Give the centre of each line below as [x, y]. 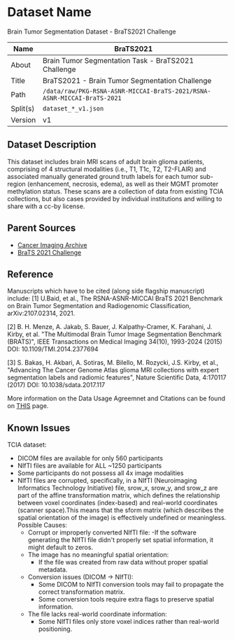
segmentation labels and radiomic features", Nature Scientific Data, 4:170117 [117, 377]
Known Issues [39, 428]
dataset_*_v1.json [73, 108]
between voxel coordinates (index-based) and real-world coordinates [117, 503]
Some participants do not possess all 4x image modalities [100, 473]
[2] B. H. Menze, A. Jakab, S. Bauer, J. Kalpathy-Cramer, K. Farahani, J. [110, 327]
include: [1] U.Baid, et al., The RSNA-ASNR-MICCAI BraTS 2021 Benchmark [115, 298]
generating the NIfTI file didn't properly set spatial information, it [121, 540]
